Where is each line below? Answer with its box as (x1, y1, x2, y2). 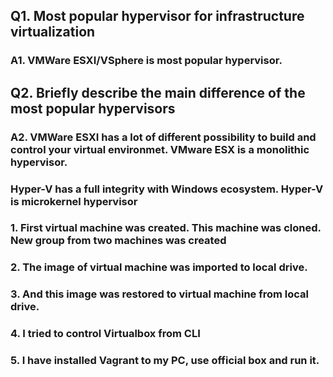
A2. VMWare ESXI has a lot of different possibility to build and (10, 130, 317, 144)
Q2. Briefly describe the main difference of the (10, 84, 306, 101)
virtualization (10, 24, 96, 41)
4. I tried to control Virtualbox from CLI (10, 327, 201, 341)
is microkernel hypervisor (10, 194, 138, 208)
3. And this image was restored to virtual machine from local (10, 287, 309, 301)
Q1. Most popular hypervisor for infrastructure (10, 8, 305, 25)
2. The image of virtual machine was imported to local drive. (10, 260, 308, 274)
